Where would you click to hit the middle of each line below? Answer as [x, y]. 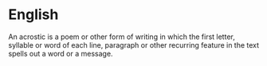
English [33, 15]
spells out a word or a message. [61, 53]
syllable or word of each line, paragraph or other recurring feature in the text [134, 45]
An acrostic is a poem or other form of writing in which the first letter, [122, 37]
